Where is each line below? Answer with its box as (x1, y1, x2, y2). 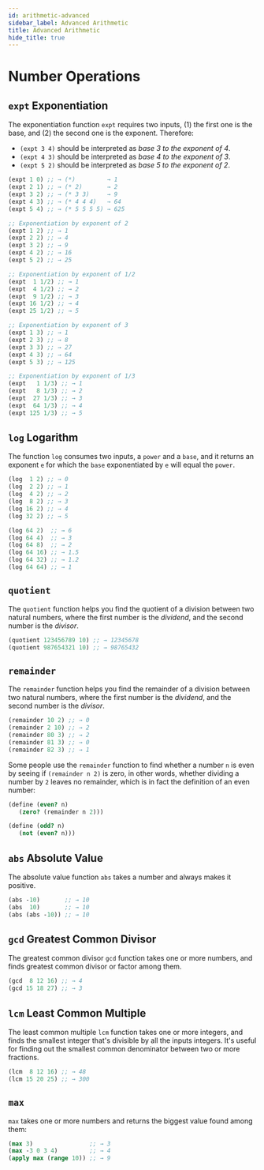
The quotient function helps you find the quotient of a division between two (8, 604, 255, 613)
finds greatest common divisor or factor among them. (8, 961, 182, 972)
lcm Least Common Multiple (8, 1006, 147, 1020)
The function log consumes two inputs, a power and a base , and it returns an (8, 452, 255, 461)
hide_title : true (8, 33, 65, 42)
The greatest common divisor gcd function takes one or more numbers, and (8, 954, 253, 963)
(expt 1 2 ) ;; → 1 (8, 227, 69, 235)
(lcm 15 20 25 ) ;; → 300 (8, 1075, 90, 1083)
